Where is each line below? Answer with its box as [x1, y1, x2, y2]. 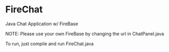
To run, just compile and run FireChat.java [5, 40, 94, 47]
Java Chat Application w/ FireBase [5, 21, 79, 27]
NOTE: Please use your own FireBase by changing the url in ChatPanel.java [5, 30, 164, 37]
